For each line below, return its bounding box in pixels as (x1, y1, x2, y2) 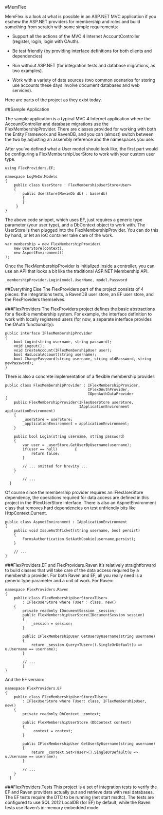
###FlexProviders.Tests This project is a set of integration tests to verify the (5, 784, 157, 790)
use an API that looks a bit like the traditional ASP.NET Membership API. (5, 268, 149, 274)
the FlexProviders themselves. (5, 296, 66, 302)
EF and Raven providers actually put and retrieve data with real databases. (5, 789, 154, 795)
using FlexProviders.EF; (5, 166, 55, 170)
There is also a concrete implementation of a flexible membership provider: (5, 373, 156, 379)
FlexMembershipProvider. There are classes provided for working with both (5, 126, 157, 132)
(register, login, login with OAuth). (12, 38, 80, 44)
